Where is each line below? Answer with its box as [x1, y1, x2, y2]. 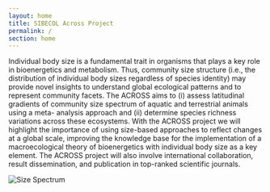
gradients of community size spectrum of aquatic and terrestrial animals [8, 99, 249, 109]
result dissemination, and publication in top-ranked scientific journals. [8, 159, 241, 169]
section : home [8, 34, 57, 43]
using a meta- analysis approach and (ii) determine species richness [8, 108, 237, 118]
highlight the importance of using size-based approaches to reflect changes [8, 125, 263, 135]
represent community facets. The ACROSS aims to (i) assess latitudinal [8, 90, 245, 101]
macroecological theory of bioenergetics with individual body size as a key [8, 142, 257, 152]
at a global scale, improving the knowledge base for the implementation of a [8, 134, 262, 144]
